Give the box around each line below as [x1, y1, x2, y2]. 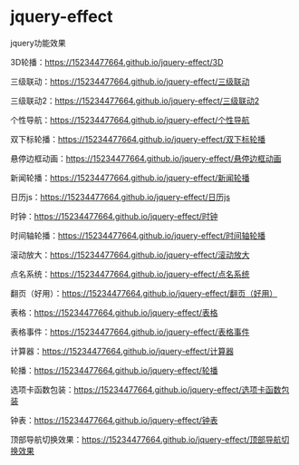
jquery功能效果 [10, 37, 66, 48]
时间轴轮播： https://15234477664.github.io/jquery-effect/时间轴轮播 [10, 229, 266, 241]
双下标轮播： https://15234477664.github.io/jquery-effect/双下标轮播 [10, 133, 266, 144]
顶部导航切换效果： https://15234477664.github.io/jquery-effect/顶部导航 [10, 433, 282, 445]
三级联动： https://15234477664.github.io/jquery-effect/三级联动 [10, 75, 250, 87]
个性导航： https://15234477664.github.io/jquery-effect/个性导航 [10, 114, 250, 125]
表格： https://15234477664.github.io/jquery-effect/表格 [10, 306, 218, 318]
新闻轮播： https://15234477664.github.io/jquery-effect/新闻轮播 [10, 172, 250, 183]
